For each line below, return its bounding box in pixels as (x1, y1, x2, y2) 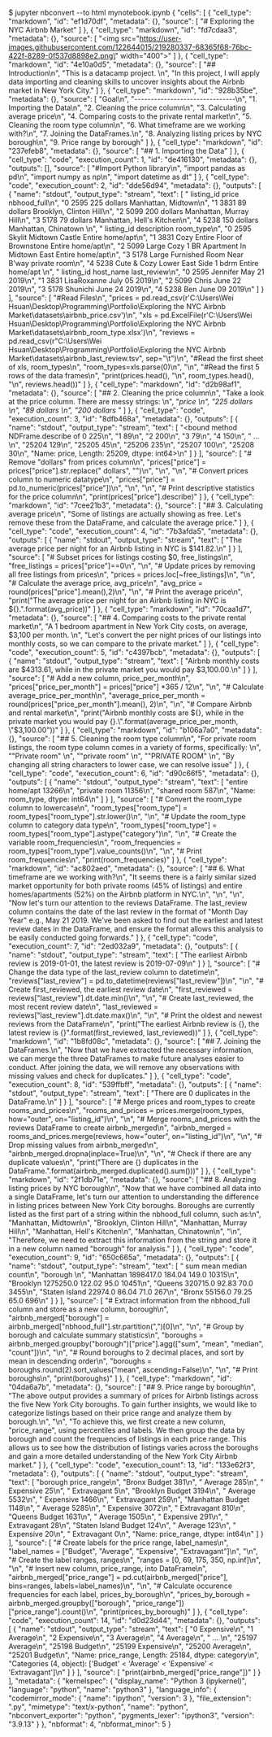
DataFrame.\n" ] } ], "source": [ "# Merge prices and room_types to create (8, 1097, 256, 1106)
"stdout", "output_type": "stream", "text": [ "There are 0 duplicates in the (8, 1089, 251, 1098)
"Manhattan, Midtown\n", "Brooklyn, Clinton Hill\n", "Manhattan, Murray (8, 1218, 248, 1228)
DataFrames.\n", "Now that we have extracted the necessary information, (8, 1045, 253, 1054)
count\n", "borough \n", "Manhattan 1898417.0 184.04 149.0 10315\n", (8, 1270, 240, 1279)
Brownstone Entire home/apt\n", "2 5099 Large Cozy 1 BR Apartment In (8, 241, 247, 251)
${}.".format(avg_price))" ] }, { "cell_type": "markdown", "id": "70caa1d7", (8, 604, 252, 613)
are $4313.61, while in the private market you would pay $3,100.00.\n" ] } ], (8, 665, 258, 674)
